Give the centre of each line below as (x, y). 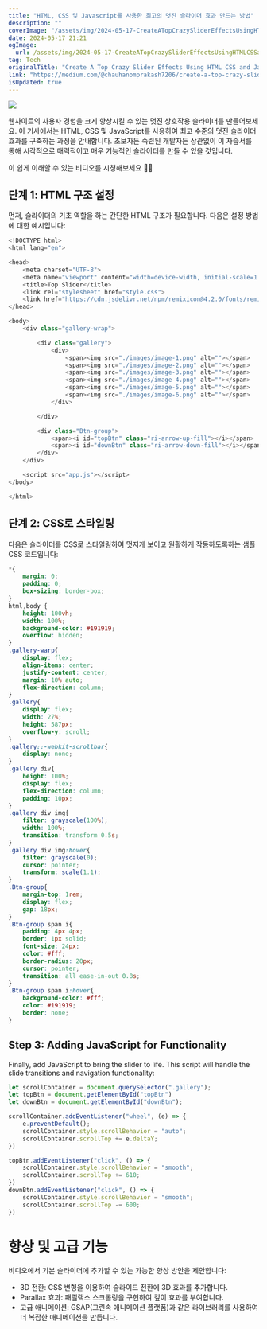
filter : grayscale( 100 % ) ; (66, 820)
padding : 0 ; (42, 584)
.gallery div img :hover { (49, 850)
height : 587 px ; (48, 724)
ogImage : (23, 45)
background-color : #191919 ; (69, 628)
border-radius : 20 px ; (58, 961)
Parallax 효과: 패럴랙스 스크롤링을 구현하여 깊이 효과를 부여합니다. (122, 1297)
